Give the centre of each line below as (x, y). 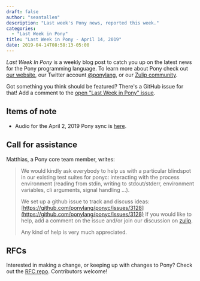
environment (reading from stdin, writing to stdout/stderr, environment (107, 184)
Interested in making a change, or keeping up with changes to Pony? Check (99, 265)
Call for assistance (42, 145)
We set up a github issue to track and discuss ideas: (85, 201)
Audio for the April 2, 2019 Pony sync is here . (71, 126)
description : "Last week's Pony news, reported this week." (83, 23)
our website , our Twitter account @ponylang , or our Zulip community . (92, 75)
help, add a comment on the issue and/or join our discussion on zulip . (107, 220)
